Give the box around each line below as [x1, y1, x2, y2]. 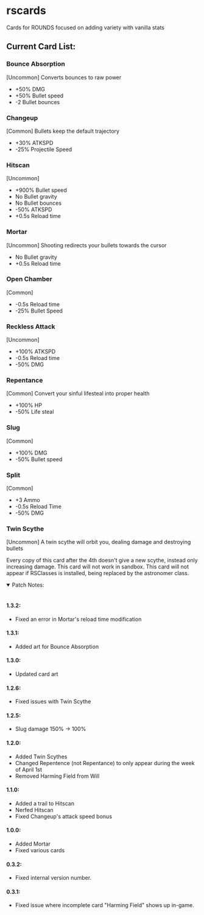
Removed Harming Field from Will [15, 772, 100, 780]
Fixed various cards [15, 846, 65, 853]
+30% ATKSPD [15, 139, 54, 146]
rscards [6, 4, 47, 18]
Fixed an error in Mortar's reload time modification [15, 615, 142, 623]
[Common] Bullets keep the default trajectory [6, 127, 120, 135]
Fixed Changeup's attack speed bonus [15, 813, 113, 820]
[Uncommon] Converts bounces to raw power [6, 74, 122, 81]
